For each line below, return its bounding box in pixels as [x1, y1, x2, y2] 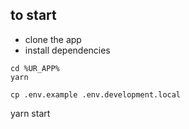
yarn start [10, 107, 51, 119]
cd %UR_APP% [10, 63, 60, 73]
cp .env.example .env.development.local [10, 89, 182, 100]
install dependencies [24, 44, 111, 56]
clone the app [24, 33, 82, 45]
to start [10, 7, 57, 24]
